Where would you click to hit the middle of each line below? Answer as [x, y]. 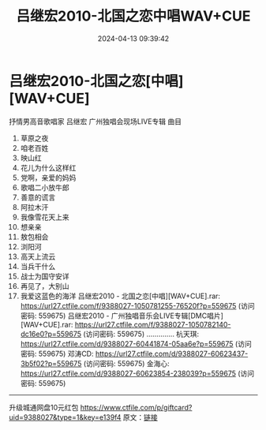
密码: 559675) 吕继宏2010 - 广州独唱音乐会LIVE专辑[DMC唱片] [122, 316]
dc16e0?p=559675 [51, 334]
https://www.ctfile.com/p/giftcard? [136, 407]
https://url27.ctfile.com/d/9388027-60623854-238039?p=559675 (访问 [137, 373]
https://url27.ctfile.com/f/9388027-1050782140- [153, 324]
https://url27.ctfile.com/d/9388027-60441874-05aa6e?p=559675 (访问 [136, 343]
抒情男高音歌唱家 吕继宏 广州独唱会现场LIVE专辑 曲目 [96, 121]
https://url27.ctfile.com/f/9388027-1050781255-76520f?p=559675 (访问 [137, 305]
